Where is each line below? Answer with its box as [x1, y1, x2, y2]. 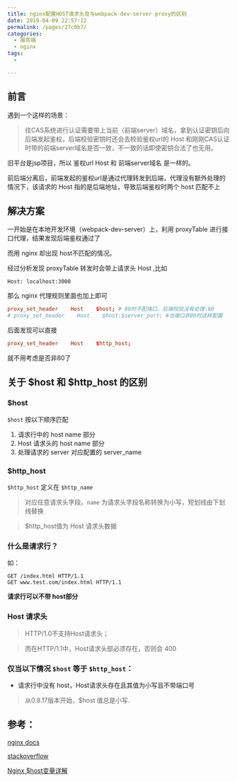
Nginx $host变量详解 [7, 766, 69, 775]
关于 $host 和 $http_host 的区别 [7, 376, 148, 389]
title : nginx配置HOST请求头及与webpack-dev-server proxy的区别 [7, 10, 187, 18]
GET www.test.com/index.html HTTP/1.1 [7, 579, 122, 586]
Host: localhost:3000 [7, 278, 71, 285]
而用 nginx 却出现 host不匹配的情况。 [7, 249, 116, 258]
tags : [7, 50, 23, 57]
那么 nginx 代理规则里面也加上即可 [7, 292, 108, 300]
